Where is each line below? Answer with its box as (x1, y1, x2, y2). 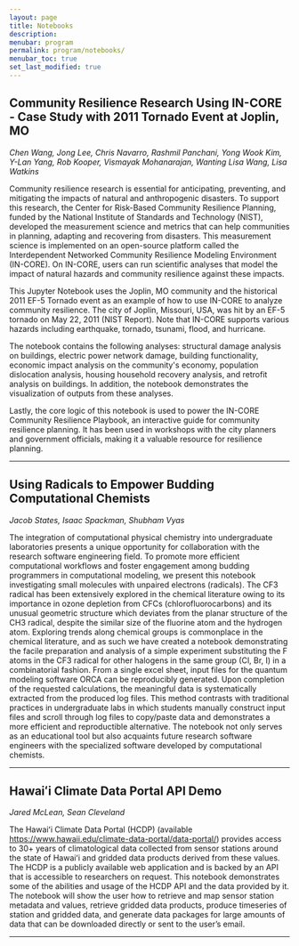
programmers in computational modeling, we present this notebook (9, 570, 256, 580)
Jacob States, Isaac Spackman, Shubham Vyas (9, 514, 185, 525)
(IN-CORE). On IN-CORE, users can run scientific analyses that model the (9, 259, 279, 270)
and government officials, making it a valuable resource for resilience (9, 433, 263, 444)
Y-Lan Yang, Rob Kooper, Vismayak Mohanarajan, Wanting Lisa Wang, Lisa (9, 157, 287, 167)
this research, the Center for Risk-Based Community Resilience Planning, (9, 202, 277, 213)
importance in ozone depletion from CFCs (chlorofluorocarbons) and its (9, 598, 272, 609)
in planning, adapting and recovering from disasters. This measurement (9, 230, 271, 241)
